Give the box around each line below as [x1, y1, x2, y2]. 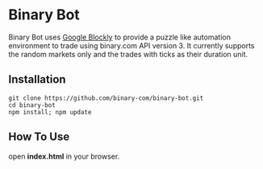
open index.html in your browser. [8, 151, 120, 161]
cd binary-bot [8, 101, 56, 109]
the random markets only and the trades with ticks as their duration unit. [8, 49, 248, 59]
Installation [8, 72, 66, 86]
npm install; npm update [8, 108, 92, 116]
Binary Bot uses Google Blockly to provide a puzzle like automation [8, 32, 232, 42]
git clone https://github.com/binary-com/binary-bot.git [8, 94, 204, 102]
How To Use [8, 130, 70, 144]
